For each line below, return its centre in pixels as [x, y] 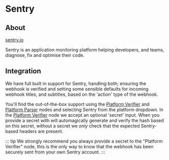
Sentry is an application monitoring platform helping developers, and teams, [85, 50]
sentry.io [15, 40]
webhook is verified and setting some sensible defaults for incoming [77, 89]
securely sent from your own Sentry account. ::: [55, 152]
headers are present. [41, 131]
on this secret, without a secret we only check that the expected [73, 126]
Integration [23, 71]
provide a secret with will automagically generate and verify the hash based [85, 120]
